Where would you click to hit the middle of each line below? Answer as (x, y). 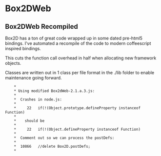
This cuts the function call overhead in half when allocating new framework (81, 58)
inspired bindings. (23, 49)
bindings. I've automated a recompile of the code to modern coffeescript (78, 43)
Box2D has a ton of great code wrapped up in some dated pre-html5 (74, 38)
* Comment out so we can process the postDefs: (64, 138)
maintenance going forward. (33, 78)
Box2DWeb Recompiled (41, 27)
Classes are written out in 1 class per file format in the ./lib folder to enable (80, 73)
